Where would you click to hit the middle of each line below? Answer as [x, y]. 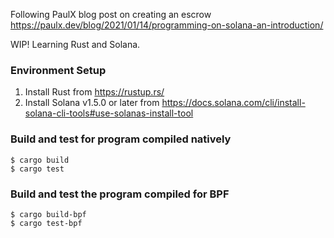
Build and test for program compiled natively [121, 139]
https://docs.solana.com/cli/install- [233, 103]
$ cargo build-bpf [48, 214]
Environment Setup [58, 70]
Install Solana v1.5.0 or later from [92, 103]
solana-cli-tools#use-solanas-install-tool [109, 113]
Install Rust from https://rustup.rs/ [94, 92]
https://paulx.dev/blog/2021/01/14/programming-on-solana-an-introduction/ [167, 25]
